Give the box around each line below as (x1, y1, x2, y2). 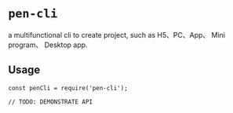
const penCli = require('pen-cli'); (8, 84, 128, 92)
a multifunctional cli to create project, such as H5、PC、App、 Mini (8, 30, 226, 39)
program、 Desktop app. (8, 40, 88, 49)
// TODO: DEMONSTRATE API (8, 97, 93, 106)
